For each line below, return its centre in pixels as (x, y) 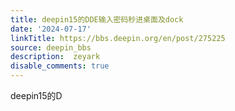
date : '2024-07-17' (51, 29)
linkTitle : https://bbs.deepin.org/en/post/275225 (118, 38)
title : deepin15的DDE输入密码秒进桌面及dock (97, 19)
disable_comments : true (60, 66)
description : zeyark (55, 57)
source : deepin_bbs (51, 47)
